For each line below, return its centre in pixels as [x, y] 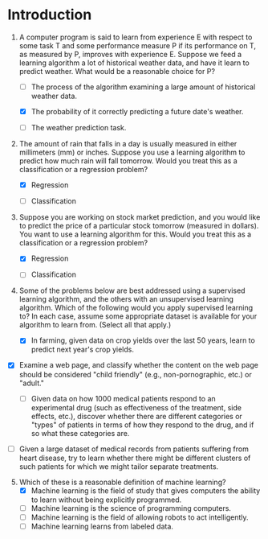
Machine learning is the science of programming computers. [131, 508]
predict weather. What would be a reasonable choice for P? [117, 71]
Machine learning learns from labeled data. [102, 526]
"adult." [32, 383]
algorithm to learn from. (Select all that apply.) [95, 325]
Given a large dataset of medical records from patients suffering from [134, 449]
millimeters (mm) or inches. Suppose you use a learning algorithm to [132, 152]
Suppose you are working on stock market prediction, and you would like [140, 217]
